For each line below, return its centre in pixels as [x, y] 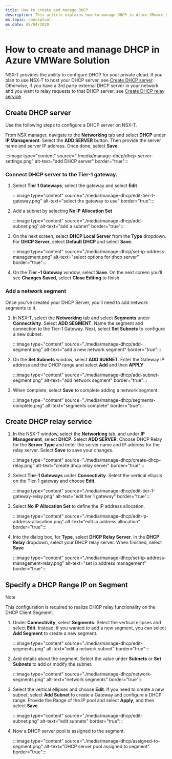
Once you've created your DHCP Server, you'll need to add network [77, 302]
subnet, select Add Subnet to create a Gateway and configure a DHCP [87, 695]
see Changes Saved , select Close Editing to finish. [67, 278]
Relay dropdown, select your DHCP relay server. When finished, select [87, 542]
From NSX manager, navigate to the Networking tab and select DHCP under [86, 135]
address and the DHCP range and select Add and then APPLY [78, 365]
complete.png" [28, 405]
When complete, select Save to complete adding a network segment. [86, 390]
